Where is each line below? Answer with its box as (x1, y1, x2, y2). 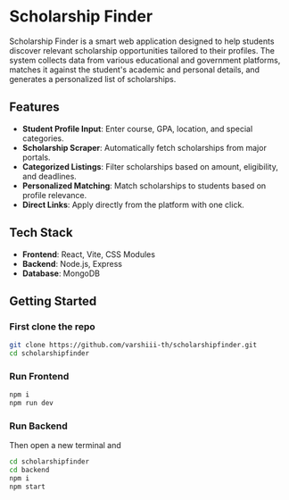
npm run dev (9, 399, 54, 408)
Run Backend (9, 420, 69, 432)
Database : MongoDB (21, 268, 101, 279)
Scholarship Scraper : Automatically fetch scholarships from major (21, 142, 268, 153)
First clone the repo (9, 320, 95, 332)
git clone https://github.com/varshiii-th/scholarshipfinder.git (9, 341, 257, 350)
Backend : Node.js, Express (21, 258, 123, 269)
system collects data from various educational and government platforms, (9, 54, 281, 65)
